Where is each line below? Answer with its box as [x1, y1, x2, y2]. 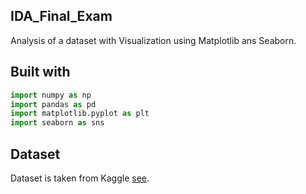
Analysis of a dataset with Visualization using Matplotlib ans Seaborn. [10, 34, 297, 46]
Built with [10, 64, 71, 81]
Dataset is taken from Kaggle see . [10, 172, 150, 184]
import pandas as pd [10, 99, 97, 109]
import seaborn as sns [10, 118, 105, 128]
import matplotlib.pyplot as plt [10, 109, 150, 119]
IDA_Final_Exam [10, 8, 113, 25]
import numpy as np [10, 90, 92, 100]
